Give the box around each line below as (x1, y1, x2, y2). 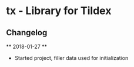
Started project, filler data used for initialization (14, 55, 129, 61)
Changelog (6, 28, 48, 38)
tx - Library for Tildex (6, 4, 112, 18)
